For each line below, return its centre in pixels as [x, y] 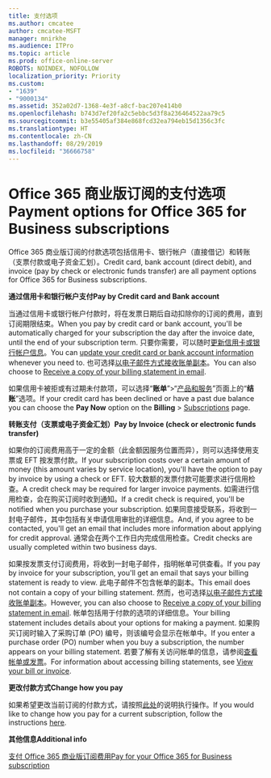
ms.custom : [27, 83]
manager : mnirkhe [38, 38]
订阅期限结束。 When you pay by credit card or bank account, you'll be [125, 323]
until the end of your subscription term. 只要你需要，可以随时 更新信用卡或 [131, 342]
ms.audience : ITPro [41, 46]
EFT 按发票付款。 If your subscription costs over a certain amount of [137, 460]
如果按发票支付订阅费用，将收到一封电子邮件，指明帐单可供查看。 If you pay [134, 564]
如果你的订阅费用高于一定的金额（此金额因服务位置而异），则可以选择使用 [130, 450]
